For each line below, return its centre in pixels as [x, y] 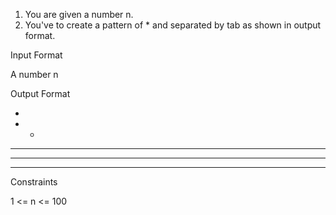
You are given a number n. [79, 14]
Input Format [36, 55]
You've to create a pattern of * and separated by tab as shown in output [173, 25]
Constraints [34, 182]
